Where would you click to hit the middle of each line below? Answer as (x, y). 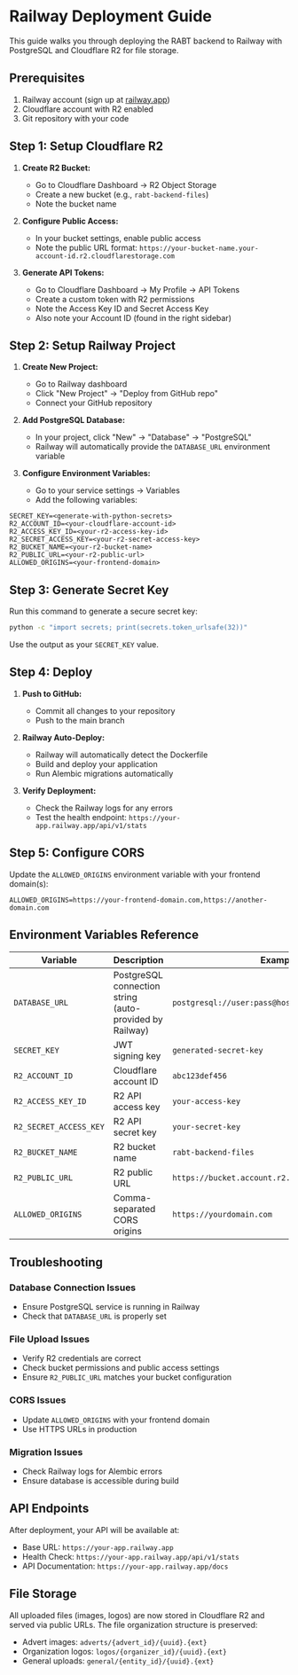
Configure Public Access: (70, 221)
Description (138, 959)
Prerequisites (47, 78)
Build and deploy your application (96, 763)
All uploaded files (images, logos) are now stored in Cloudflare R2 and (137, 1615)
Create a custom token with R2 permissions (115, 299)
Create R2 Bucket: (56, 168)
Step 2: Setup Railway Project (92, 345)
